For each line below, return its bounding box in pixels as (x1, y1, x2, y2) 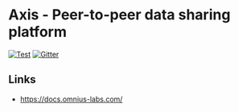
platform (8, 23, 67, 41)
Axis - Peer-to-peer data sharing (8, 6, 231, 24)
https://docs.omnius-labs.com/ (19, 94, 123, 104)
